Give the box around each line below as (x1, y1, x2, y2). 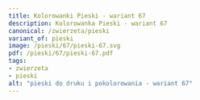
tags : (8, 57, 27, 65)
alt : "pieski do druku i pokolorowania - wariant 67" (8, 79, 194, 87)
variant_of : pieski (8, 34, 74, 43)
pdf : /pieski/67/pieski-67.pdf (8, 49, 114, 57)
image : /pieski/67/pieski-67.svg (8, 42, 121, 50)
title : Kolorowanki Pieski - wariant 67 (8, 11, 147, 20)
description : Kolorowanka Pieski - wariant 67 (8, 19, 168, 27)
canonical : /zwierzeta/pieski (8, 27, 110, 35)
